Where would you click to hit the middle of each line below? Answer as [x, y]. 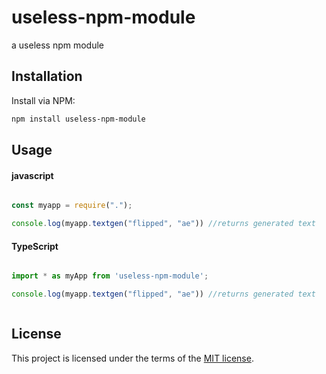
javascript [32, 175]
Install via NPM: [43, 100]
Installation [47, 76]
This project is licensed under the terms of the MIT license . [132, 358]
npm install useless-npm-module [78, 119]
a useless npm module [58, 45]
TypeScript [35, 246]
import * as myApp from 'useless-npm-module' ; [110, 276]
